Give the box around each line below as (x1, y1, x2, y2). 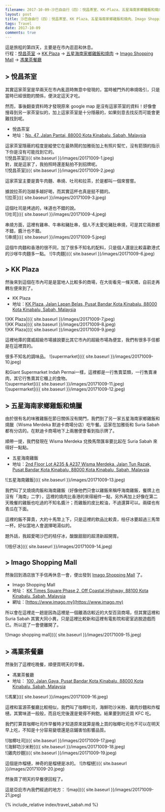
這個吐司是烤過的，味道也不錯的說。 (5, 205, 79, 211)
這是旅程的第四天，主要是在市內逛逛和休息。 (5, 44, 96, 50)
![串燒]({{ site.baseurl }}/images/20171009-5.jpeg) (5, 234, 107, 240)
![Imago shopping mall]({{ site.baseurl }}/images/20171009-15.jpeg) (5, 632, 141, 638)
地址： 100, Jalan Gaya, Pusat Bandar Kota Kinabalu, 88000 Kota (12, 678, 144, 684)
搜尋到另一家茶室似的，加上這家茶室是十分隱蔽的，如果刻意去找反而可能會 (5, 109, 156, 115)
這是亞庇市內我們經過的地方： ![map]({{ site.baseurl (5, 787, 110, 793)
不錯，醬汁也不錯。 (5, 228, 44, 233)
